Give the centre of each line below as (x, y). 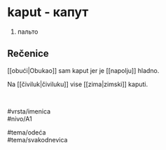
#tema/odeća (27, 132)
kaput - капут (48, 12)
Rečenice (28, 54)
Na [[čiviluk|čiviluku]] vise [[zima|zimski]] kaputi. (78, 84)
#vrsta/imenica (29, 111)
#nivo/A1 (20, 118)
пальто (28, 32)
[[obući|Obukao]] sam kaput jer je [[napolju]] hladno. (83, 70)
